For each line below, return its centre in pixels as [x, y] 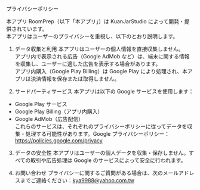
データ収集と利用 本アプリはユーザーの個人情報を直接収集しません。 [99, 49]
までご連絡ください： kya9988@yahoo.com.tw [77, 180]
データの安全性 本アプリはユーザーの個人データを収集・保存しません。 [102, 153]
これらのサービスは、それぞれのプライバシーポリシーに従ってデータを [101, 126]
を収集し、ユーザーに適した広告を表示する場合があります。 [88, 64]
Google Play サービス [41, 104]
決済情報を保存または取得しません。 [75, 79]
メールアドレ [179, 173]
